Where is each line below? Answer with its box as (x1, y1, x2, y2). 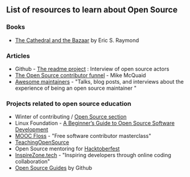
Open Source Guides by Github (14, 164, 93, 172)
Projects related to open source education (6, 99, 132, 108)
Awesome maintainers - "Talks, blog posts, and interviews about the (14, 78, 184, 85)
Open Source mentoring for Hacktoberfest (14, 145, 120, 152)
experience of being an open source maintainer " (14, 84, 137, 92)
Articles (6, 51, 30, 60)
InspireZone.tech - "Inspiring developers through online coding (14, 152, 171, 159)
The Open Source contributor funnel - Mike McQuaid (14, 72, 146, 79)
